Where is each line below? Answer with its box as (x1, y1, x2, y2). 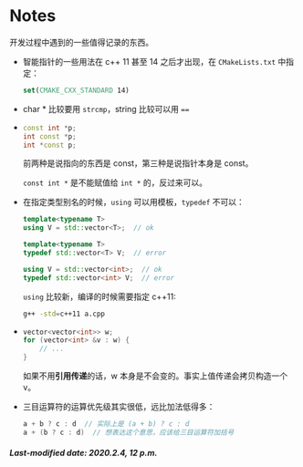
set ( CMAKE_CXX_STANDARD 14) (22, 86, 130, 95)
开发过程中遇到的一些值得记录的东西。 (9, 36, 153, 47)
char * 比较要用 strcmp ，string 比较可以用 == (22, 103, 190, 114)
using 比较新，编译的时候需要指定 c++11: (22, 291, 176, 302)
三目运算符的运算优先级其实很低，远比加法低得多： (22, 401, 215, 412)
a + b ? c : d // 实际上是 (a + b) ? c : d (22, 420, 190, 429)
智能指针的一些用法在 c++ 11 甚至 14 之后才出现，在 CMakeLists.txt (22, 56, 277, 67)
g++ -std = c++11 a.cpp (22, 309, 106, 318)
